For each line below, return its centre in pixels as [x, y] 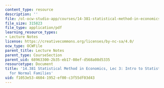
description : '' [21, 14]
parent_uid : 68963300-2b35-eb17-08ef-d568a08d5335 [58, 60]
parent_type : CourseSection [34, 55]
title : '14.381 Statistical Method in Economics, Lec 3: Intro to [74, 69]
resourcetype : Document [29, 64]
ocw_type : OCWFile [24, 46]
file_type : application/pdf [34, 28]
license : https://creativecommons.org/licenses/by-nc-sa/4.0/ [70, 42]
